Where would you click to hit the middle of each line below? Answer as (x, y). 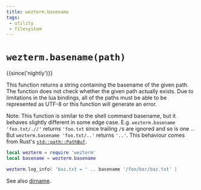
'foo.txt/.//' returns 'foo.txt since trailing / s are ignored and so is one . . (101, 129)
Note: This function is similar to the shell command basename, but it (91, 116)
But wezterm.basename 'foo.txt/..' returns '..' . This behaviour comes (96, 135)
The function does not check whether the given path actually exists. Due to (100, 91)
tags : (13, 18)
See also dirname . (29, 181)
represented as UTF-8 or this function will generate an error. (82, 104)
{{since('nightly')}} (30, 73)
